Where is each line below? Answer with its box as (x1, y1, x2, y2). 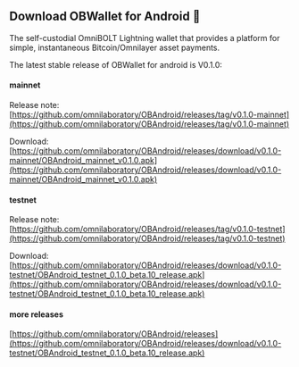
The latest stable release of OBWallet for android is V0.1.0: (9, 59, 223, 70)
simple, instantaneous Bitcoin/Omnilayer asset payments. (9, 42, 220, 53)
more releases (9, 309, 64, 320)
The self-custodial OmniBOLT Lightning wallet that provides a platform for (9, 32, 280, 43)
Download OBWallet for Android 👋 (9, 9, 201, 24)
